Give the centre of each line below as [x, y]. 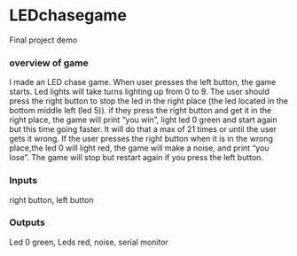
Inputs [23, 181]
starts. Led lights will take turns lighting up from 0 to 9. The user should [140, 92]
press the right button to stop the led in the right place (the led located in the [148, 101]
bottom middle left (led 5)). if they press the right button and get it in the [141, 111]
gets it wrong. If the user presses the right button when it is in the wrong [141, 139]
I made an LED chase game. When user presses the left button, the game [143, 82]
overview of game [49, 63]
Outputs [27, 222]
